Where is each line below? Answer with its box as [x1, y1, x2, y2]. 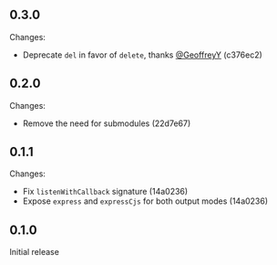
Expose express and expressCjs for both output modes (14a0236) [22, 196, 269, 207]
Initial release [9, 247, 59, 258]
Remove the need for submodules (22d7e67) [22, 118, 191, 129]
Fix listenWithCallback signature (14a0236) [22, 186, 189, 197]
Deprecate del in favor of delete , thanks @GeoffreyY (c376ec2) [22, 49, 262, 60]
